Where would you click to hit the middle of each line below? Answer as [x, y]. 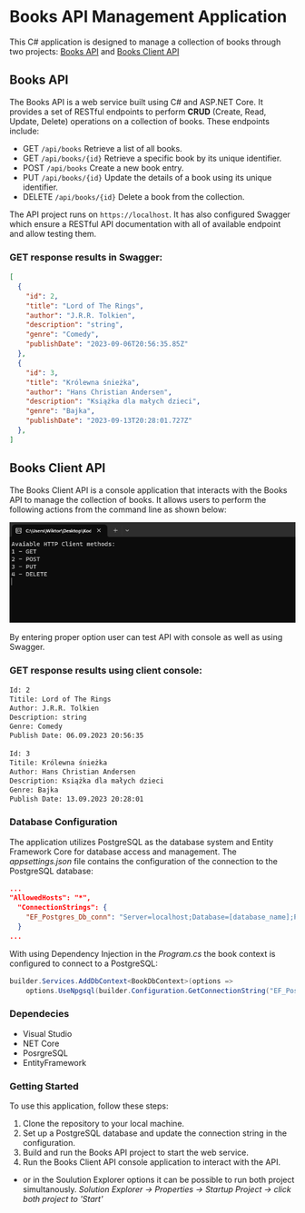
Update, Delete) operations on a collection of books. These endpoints [140, 121]
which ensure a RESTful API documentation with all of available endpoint [145, 223]
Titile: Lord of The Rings [60, 700]
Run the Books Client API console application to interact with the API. [152, 1162]
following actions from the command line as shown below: [118, 509]
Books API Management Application [148, 17]
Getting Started [44, 1086]
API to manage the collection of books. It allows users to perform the [138, 499]
